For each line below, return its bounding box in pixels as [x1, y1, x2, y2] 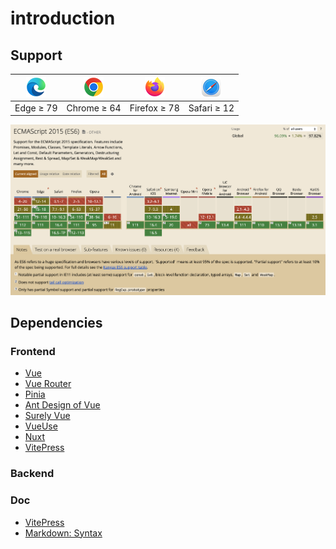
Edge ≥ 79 [14, 102, 58, 114]
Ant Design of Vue [24, 399, 101, 411]
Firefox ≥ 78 [129, 102, 180, 114]
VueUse [24, 420, 58, 432]
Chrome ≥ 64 [66, 102, 122, 114]
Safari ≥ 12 [188, 102, 235, 114]
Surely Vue [24, 410, 71, 422]
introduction [10, 7, 116, 30]
